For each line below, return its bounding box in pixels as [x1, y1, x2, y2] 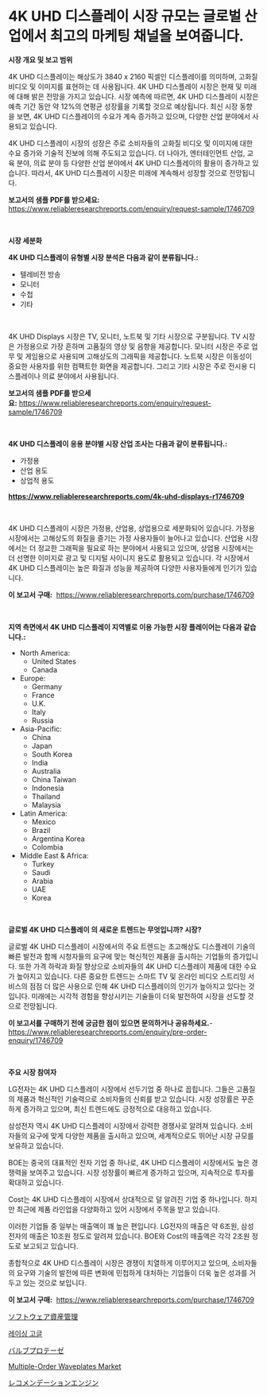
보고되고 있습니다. [22, 1241, 79, 1250]
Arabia [31, 876, 54, 885]
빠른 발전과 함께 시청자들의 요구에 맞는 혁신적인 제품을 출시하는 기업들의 [8, 951, 231, 961]
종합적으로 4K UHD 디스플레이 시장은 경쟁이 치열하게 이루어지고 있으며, [8, 1257, 230, 1268]
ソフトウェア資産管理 [8, 1312, 78, 1321]
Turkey [31, 859, 55, 869]
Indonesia [31, 783, 64, 792]
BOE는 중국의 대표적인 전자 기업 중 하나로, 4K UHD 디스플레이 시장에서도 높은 [8, 1157, 250, 1167]
